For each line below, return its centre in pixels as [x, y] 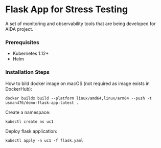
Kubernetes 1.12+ [31, 54]
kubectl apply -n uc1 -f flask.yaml [44, 140]
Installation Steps [28, 72]
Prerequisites [22, 42]
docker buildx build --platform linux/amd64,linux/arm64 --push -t [79, 98]
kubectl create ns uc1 [29, 121]
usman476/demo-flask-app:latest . [42, 103]
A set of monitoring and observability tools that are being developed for [80, 24]
